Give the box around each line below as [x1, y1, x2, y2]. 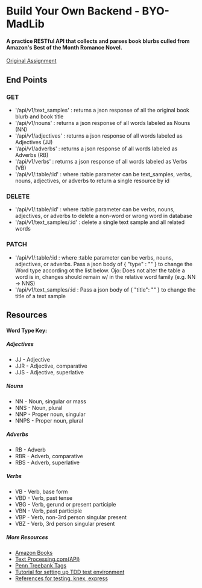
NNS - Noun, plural [14, 404, 63, 411]
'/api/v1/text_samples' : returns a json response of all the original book [14, 107, 190, 114]
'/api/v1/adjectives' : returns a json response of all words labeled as [14, 132, 183, 139]
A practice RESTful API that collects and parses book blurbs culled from [6, 37, 190, 45]
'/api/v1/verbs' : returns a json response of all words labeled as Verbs [14, 158, 188, 165]
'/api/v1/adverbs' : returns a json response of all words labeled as [14, 145, 178, 152]
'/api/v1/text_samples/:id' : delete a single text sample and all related [14, 219, 185, 226]
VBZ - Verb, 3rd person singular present [14, 520, 115, 527]
